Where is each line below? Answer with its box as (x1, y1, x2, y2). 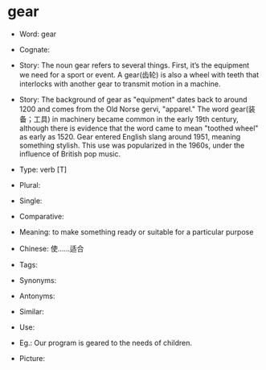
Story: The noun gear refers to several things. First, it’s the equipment (18, 60, 250, 70)
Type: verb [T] (18, 164, 68, 174)
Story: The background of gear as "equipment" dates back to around (18, 94, 248, 104)
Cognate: (18, 44, 50, 54)
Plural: (18, 180, 41, 189)
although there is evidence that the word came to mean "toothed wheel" (18, 123, 259, 133)
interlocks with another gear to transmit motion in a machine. (18, 79, 221, 89)
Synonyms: (18, 275, 57, 285)
